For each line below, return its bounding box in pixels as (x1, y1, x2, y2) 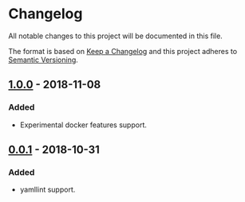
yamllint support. (19, 185, 76, 195)
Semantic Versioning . (8, 55, 78, 64)
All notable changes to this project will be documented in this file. (8, 31, 223, 41)
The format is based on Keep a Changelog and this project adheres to (8, 46, 238, 56)
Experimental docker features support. (19, 120, 148, 130)
